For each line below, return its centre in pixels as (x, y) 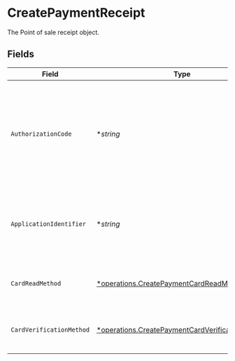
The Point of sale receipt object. (54, 32)
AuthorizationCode (41, 134)
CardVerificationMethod (50, 330)
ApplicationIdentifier (48, 224)
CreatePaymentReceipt (76, 13)
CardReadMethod (36, 283)
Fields (21, 54)
